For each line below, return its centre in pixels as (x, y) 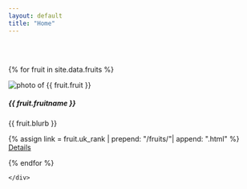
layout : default (35, 16)
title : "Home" (32, 23)
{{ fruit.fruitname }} (42, 103)
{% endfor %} (31, 163)
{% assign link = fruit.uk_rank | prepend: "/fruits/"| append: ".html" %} (124, 139)
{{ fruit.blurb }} (33, 123)
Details (20, 148)
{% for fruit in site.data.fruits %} (61, 69)
